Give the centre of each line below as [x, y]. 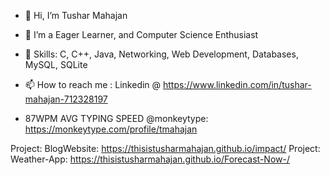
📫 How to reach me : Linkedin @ [93, 84]
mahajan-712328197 [66, 99]
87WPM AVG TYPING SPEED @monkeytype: [116, 118]
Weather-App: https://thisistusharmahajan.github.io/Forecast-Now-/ [150, 159]
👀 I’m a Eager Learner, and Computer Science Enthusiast [141, 34]
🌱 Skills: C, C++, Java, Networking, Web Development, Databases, [161, 54]
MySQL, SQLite [56, 64]
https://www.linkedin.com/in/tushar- [237, 84]
